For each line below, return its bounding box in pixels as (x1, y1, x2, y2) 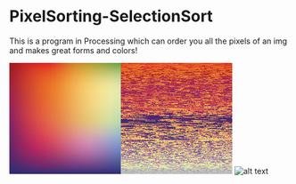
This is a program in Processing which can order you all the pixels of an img (9, 36, 288, 46)
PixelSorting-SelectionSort (9, 6, 214, 27)
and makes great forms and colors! (9, 44, 138, 55)
